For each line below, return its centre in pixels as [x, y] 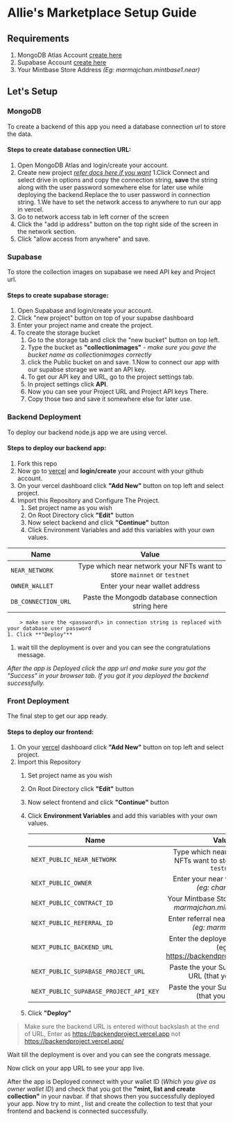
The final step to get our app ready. [58, 716]
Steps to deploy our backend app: [57, 448]
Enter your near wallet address [150, 586]
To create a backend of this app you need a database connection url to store [116, 126]
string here [150, 606]
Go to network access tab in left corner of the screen [93, 216]
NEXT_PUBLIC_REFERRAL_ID [72, 923]
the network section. [46, 231]
